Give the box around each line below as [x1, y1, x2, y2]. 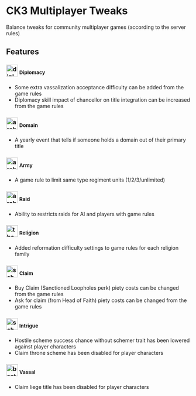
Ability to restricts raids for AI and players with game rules [14, 210, 155, 217]
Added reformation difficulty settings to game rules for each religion [14, 244, 179, 251]
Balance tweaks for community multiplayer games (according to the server [6, 24, 186, 31]
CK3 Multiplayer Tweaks [6, 4, 128, 18]
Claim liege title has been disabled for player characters [14, 383, 149, 390]
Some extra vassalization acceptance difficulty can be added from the [14, 83, 184, 90]
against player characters [14, 343, 76, 350]
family [14, 250, 30, 257]
